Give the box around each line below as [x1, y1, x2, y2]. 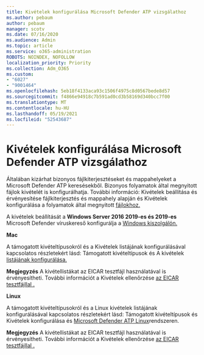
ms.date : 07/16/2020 [6, 32, 59, 38]
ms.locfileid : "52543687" [6, 116, 72, 122]
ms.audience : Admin [6, 37, 56, 43]
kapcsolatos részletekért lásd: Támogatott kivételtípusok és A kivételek [6, 250, 185, 257]
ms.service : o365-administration [6, 49, 91, 55]
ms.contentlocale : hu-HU [6, 105, 69, 111]
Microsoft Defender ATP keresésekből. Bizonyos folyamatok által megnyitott [6, 182, 197, 189]
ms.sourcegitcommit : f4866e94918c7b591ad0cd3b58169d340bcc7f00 [6, 94, 171, 100]
